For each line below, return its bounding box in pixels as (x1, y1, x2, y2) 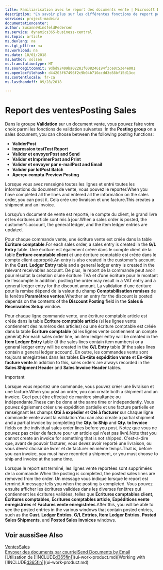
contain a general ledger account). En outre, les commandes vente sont (5, 349, 148, 355)
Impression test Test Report (12, 146, 68, 151)
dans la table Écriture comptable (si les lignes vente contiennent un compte (5, 328, 157, 334)
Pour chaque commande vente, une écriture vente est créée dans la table (5, 236, 152, 242)
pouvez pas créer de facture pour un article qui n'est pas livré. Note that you (5, 430, 157, 436)
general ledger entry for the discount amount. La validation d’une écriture (5, 283, 152, 289)
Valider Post (12, 141, 36, 147)
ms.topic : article (5, 35, 42, 39)
